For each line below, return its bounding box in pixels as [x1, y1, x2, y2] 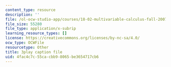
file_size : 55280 [5, 21, 42, 27]
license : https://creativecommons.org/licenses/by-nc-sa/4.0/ [5, 36, 140, 41]
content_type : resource [5, 7, 56, 13]
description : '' [5, 12, 40, 17]
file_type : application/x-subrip [5, 26, 76, 31]
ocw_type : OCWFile [5, 40, 44, 45]
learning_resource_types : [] [5, 31, 67, 36]
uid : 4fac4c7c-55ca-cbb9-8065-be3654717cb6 [5, 54, 99, 59]
